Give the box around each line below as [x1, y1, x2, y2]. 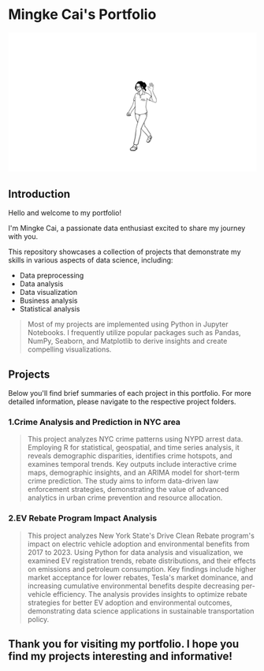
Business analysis [19, 296, 78, 305]
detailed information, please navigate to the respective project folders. [8, 397, 236, 407]
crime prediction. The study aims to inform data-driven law [27, 476, 219, 486]
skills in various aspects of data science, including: [8, 255, 173, 265]
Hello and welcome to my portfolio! [8, 208, 122, 218]
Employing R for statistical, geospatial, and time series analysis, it [27, 443, 240, 453]
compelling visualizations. [27, 345, 112, 354]
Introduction [8, 187, 71, 200]
